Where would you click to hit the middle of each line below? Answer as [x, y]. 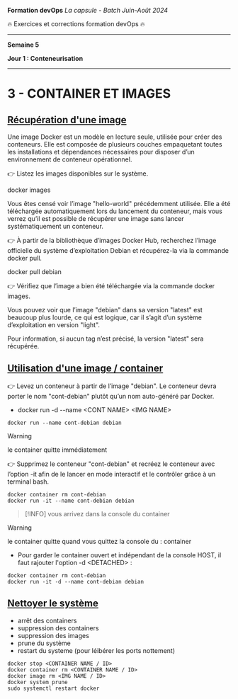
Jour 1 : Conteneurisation [45, 58]
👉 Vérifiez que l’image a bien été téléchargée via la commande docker [111, 286]
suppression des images [53, 635]
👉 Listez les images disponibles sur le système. [78, 174]
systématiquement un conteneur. [56, 226]
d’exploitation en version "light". [54, 325]
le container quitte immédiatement [57, 450]
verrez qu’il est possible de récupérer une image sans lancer [96, 218]
